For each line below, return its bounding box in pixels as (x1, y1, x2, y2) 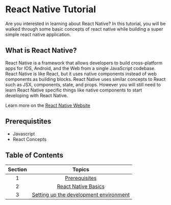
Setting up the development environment (32, 191, 130, 198)
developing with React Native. (5, 92, 68, 98)
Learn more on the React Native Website (5, 102, 90, 108)
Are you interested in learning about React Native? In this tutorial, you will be (5, 20, 166, 27)
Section (8, 166, 27, 173)
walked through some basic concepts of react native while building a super (5, 26, 163, 32)
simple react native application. (5, 31, 71, 37)
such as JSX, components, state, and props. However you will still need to (5, 81, 161, 87)
